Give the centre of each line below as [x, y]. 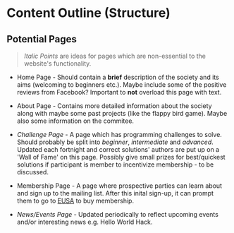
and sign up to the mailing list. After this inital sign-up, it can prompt [115, 193]
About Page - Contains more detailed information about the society [114, 106]
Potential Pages [42, 39]
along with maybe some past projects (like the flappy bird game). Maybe [122, 113]
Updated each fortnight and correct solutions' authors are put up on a [118, 149]
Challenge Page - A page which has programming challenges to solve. [119, 135]
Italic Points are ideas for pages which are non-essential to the [115, 56]
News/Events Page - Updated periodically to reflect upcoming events [118, 214]
